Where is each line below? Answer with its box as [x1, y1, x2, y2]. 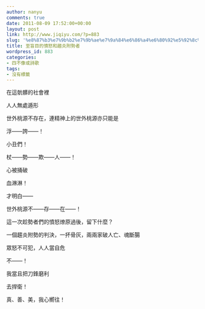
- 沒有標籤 [6, 71, 31, 77]
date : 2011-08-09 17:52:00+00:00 [6, 20, 92, 26]
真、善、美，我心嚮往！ [6, 296, 65, 304]
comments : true [6, 15, 45, 21]
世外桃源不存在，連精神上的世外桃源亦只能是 [6, 115, 119, 122]
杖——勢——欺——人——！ [6, 154, 76, 161]
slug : [6, 37, 20, 43]
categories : [6, 54, 37, 60]
